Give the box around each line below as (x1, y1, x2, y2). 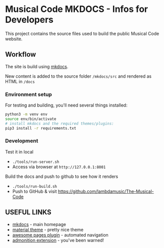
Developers (5, 14, 54, 25)
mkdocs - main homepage (12, 221, 66, 227)
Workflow (5, 50, 36, 59)
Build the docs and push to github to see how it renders (5, 173, 118, 179)
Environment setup (5, 91, 52, 98)
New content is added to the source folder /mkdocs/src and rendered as (5, 73, 152, 79)
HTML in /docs (5, 78, 35, 84)
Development (5, 137, 39, 144)
